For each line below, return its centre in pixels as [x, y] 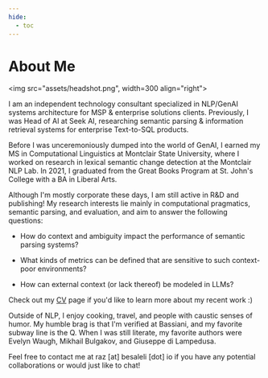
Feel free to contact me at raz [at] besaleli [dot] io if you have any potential [132, 357]
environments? [62, 269]
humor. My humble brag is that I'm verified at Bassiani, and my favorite [126, 324]
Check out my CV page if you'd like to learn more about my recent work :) [131, 300]
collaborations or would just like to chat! [74, 365]
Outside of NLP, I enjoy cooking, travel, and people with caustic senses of [131, 316]
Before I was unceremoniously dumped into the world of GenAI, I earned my [134, 146]
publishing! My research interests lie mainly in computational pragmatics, [130, 203]
